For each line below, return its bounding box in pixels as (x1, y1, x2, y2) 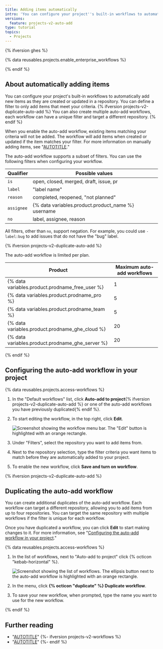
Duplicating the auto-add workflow (5, 487, 113, 495)
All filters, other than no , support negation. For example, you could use (5, 228, 146, 234)
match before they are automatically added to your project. (12, 454, 130, 460)
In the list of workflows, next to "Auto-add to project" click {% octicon (12, 554, 152, 560)
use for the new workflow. (12, 598, 65, 603)
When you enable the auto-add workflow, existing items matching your (5, 128, 147, 134)
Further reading (5, 621, 53, 629)
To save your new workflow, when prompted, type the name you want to (12, 592, 157, 598)
